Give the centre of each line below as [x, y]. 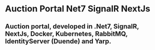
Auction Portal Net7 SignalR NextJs [78, 9]
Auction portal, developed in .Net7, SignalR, [72, 26]
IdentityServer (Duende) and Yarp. [58, 41]
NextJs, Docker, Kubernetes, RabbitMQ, [66, 34]
